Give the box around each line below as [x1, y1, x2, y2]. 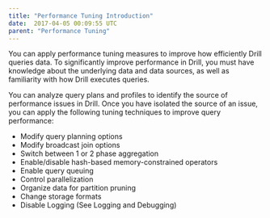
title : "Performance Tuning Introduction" [8, 11, 154, 20]
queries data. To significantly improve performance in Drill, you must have [8, 57, 255, 67]
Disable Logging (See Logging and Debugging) [19, 200, 177, 210]
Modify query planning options [19, 132, 123, 141]
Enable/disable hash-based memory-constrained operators [19, 157, 218, 167]
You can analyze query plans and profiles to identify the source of [8, 90, 228, 100]
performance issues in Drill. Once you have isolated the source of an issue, [8, 99, 259, 109]
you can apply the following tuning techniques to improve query [8, 107, 221, 117]
